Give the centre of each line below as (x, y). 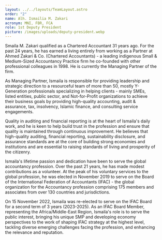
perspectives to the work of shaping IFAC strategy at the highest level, (75, 222)
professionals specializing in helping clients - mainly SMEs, (87, 91)
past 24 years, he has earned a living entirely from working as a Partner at (79, 51)
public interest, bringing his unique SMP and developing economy (71, 217)
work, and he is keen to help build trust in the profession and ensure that (77, 126)
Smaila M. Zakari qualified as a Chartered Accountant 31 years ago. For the (80, 46)
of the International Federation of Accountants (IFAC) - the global (70, 182)
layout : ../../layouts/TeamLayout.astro (46, 9)
